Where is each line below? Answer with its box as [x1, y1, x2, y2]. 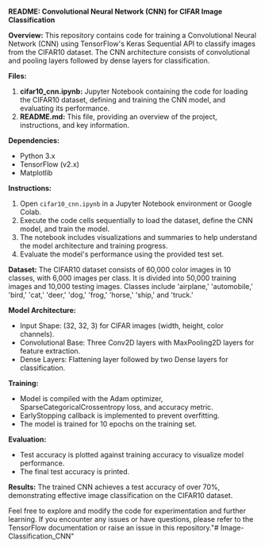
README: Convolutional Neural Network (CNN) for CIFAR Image [8, 7, 223, 16]
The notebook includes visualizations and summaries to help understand [19, 233, 258, 241]
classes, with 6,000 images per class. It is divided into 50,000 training [8, 273, 236, 283]
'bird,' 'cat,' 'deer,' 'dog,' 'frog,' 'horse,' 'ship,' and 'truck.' [8, 290, 194, 299]
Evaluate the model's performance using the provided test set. [19, 249, 225, 259]
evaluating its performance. [19, 103, 110, 113]
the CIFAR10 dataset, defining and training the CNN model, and [19, 95, 226, 104]
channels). [19, 330, 55, 338]
